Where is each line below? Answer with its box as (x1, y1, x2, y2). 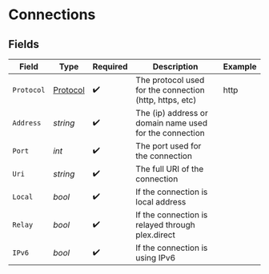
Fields (8, 38, 40, 51)
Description (152, 62, 199, 72)
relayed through (135, 220, 195, 230)
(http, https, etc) (135, 94, 197, 105)
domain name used (135, 117, 208, 129)
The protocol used (135, 74, 205, 85)
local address (135, 197, 187, 207)
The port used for (135, 141, 202, 151)
